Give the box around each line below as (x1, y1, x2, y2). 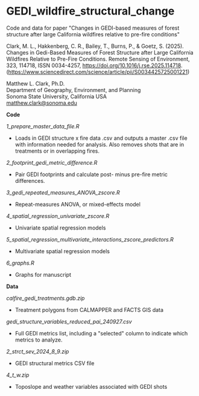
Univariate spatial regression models (14, 224, 106, 231)
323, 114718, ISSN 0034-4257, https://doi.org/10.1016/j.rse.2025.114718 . (6, 62, 183, 69)
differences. (14, 177, 45, 184)
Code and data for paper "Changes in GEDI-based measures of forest (6, 24, 180, 31)
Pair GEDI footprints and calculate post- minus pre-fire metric (14, 171, 168, 178)
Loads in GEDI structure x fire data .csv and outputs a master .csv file (14, 134, 188, 142)
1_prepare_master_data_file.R (6, 122, 80, 130)
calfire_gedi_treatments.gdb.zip (6, 294, 85, 302)
